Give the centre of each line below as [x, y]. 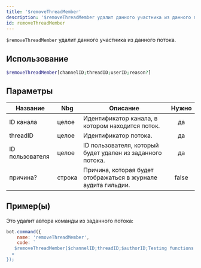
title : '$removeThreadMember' [44, 12]
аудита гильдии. [107, 185]
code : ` [26, 243]
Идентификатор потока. [118, 135]
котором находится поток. [122, 125]
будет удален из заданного [123, 152]
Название [30, 108]
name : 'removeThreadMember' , [53, 237]
